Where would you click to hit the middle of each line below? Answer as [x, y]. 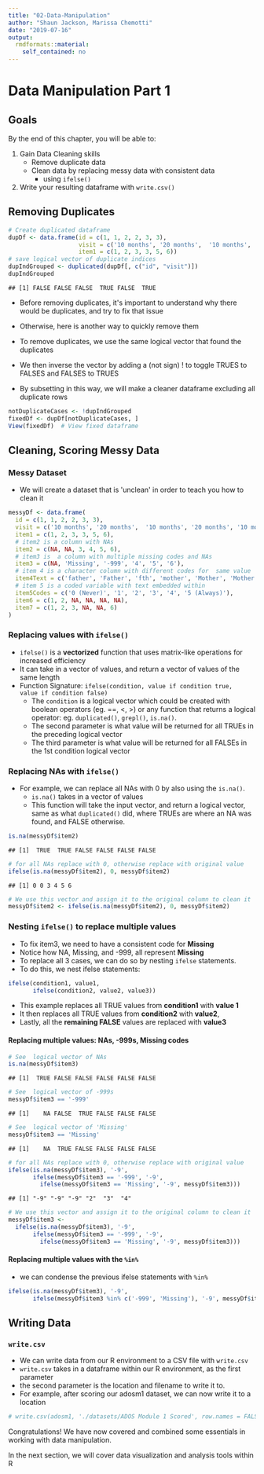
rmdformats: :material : [52, 45]
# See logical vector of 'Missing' [68, 1127]
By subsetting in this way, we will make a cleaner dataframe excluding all [137, 388]
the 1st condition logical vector [81, 750]
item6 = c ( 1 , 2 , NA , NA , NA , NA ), [71, 600]
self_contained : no [54, 52]
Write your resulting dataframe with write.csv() [97, 187]
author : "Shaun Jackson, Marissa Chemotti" [81, 23]
